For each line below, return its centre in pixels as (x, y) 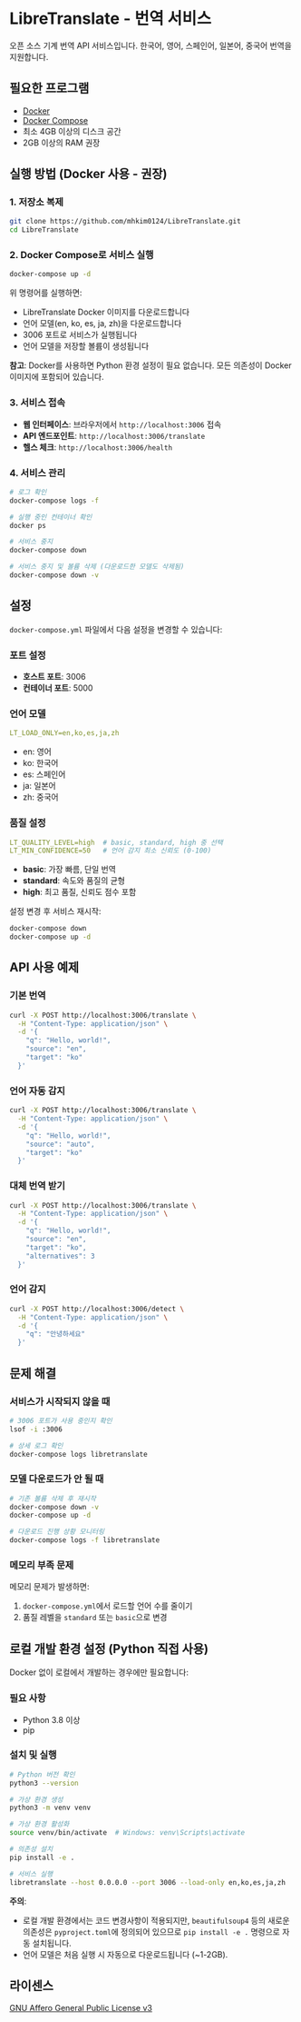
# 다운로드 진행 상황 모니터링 (57, 1532)
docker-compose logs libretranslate (78, 1454)
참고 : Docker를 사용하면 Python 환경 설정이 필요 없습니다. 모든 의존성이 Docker (150, 365)
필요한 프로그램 (49, 89)
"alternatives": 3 (60, 1256)
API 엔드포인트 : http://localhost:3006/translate (114, 435)
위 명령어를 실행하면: (46, 293)
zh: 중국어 (40, 797)
